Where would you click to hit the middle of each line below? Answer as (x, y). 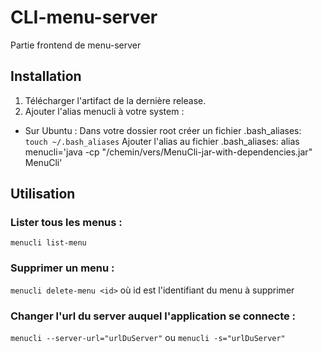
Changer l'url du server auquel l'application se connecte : (153, 316)
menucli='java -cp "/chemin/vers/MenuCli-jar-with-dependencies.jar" (168, 152)
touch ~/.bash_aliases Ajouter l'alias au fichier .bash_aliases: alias (162, 141)
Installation (46, 76)
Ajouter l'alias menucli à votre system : (104, 111)
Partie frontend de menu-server (76, 45)
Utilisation (43, 194)
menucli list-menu (48, 243)
